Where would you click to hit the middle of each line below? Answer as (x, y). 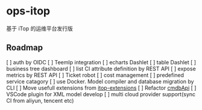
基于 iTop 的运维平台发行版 (40, 28)
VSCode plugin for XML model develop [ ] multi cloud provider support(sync (101, 94)
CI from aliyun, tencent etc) (40, 100)
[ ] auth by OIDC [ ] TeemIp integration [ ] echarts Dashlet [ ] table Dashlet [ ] (101, 62)
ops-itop (28, 11)
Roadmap (25, 48)
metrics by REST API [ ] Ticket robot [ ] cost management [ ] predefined (95, 75)
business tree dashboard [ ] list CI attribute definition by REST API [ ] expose (101, 69)
